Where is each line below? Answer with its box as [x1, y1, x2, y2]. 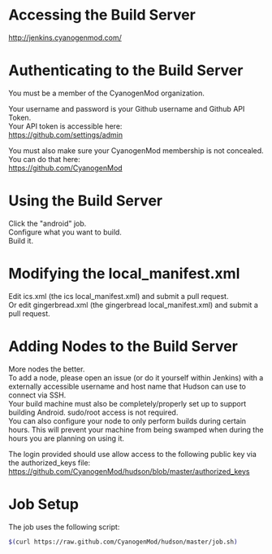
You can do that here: [8, 154, 81, 164]
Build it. [8, 235, 34, 245]
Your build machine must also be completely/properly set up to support [8, 398, 247, 408]
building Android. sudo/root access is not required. [8, 407, 179, 417]
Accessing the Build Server [8, 6, 196, 24]
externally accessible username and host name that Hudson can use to [8, 381, 246, 391]
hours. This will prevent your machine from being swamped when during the [8, 424, 264, 434]
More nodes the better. [8, 364, 85, 374]
